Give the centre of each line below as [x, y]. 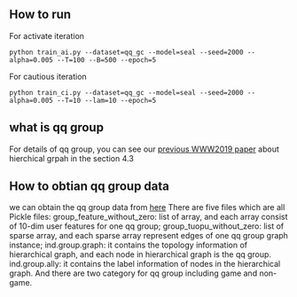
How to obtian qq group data [90, 187]
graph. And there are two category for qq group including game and [133, 273]
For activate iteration [47, 35]
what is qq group [57, 128]
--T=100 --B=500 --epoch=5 [106, 60]
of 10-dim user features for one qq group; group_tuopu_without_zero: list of [147, 226]
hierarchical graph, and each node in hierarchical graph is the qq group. [141, 254]
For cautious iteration [48, 76]
